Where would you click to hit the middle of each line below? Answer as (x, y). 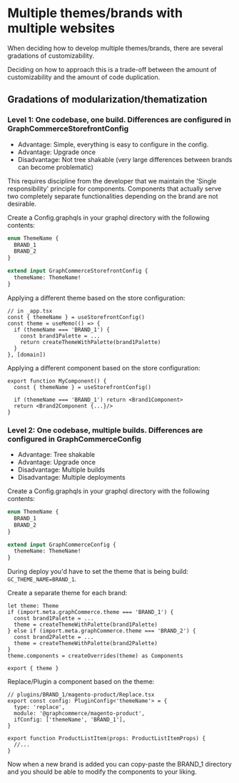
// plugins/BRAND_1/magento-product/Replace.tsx (81, 695)
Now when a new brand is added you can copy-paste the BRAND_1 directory (119, 764)
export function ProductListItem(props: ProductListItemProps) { (106, 739)
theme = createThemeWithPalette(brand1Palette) (86, 625)
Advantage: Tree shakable (56, 455)
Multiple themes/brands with (95, 13)
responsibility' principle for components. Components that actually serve (115, 188)
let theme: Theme (33, 606)
